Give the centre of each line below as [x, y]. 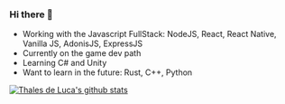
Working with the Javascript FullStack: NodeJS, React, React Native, [149, 34]
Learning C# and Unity [64, 63]
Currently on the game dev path [82, 53]
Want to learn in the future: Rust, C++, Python [107, 72]
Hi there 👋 [32, 14]
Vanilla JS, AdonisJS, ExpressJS [82, 43]
